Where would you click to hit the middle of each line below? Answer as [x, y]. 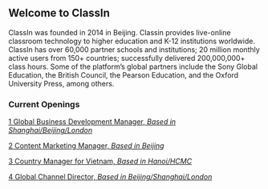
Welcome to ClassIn [59, 13]
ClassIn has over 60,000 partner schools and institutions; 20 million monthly [134, 49]
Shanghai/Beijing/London [51, 131]
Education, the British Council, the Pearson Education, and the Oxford [124, 74]
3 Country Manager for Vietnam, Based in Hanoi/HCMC [100, 161]
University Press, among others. [61, 83]
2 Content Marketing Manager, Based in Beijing [86, 146]
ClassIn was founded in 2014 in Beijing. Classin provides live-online [120, 32]
